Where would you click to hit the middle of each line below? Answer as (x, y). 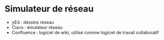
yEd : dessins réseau (33, 22)
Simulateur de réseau (49, 9)
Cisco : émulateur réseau (37, 27)
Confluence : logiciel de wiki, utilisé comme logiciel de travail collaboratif (85, 32)
